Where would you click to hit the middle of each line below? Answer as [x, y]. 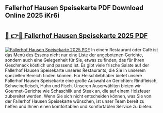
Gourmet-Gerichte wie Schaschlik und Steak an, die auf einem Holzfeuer [78, 91]
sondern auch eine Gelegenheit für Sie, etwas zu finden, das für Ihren [75, 60]
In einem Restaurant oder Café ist [124, 50]
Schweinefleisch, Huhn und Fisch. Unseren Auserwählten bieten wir [73, 86]
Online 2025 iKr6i [32, 16]
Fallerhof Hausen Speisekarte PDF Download [74, 8]
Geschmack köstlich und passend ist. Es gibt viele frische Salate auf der [77, 65]
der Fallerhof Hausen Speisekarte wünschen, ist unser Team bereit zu [75, 101]
